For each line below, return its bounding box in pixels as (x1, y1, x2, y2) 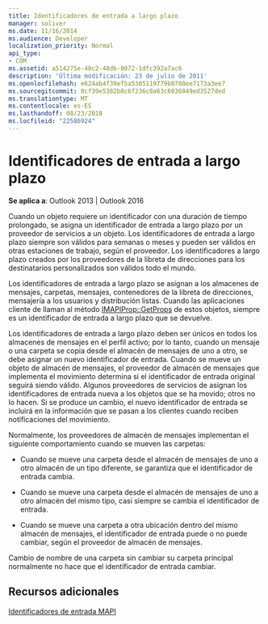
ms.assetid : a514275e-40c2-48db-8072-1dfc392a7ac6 (8, 65, 182, 73)
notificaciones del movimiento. (8, 414, 111, 424)
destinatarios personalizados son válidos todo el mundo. (8, 263, 196, 272)
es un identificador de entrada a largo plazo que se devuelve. (8, 313, 212, 323)
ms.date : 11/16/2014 (8, 27, 78, 35)
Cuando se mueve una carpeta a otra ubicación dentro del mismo (19, 520, 238, 529)
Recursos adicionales (8, 585, 119, 599)
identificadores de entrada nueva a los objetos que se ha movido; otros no (8, 389, 256, 398)
